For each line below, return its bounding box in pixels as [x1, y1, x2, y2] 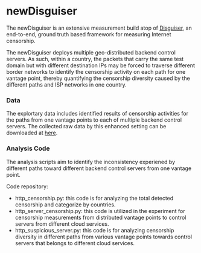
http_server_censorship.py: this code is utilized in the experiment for [14, 207, 185, 214]
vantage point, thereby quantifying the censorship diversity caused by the [6, 74, 190, 82]
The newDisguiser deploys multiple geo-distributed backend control [6, 48, 176, 56]
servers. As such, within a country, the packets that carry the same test [6, 55, 184, 62]
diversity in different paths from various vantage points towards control [14, 233, 192, 240]
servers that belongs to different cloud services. [14, 239, 135, 246]
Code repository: [6, 183, 48, 190]
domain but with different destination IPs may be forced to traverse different [6, 62, 195, 69]
